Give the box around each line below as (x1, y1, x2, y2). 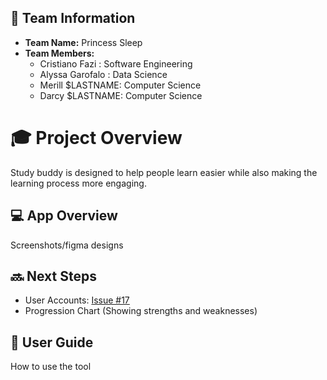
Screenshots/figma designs (10, 239, 124, 251)
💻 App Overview (10, 207, 118, 225)
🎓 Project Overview (10, 127, 183, 149)
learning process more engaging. (10, 177, 147, 189)
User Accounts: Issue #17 (24, 294, 130, 306)
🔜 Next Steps (10, 267, 97, 285)
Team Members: (24, 47, 95, 59)
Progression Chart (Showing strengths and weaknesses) (24, 305, 258, 317)
